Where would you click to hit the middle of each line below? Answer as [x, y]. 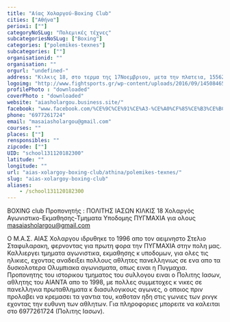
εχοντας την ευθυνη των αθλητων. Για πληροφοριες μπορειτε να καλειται [114, 304]
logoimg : [20, 83]
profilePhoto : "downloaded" [49, 90]
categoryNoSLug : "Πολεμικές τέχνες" [59, 32]
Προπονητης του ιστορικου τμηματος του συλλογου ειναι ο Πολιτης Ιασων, [114, 275]
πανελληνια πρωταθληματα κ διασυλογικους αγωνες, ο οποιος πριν [105, 290]
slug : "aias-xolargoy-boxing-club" [58, 178]
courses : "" [24, 128]
